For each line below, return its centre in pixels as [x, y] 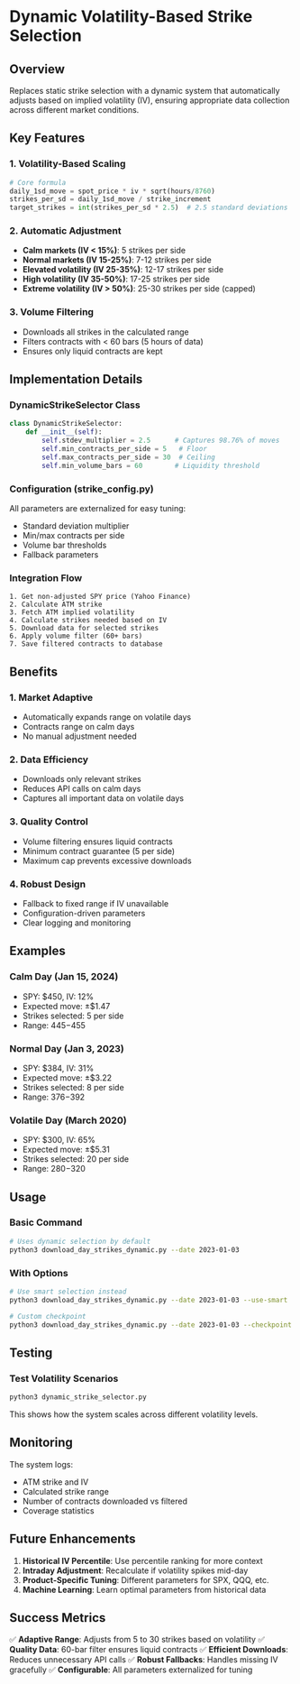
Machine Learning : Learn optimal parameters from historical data [144, 1589]
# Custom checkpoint [48, 1316]
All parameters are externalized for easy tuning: [98, 509]
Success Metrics [58, 1618]
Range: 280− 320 [54, 1169]
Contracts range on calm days [78, 727]
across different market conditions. [74, 110]
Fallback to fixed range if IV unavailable [95, 903]
